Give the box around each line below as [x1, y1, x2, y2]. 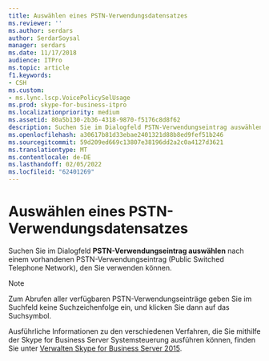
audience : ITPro [8, 57, 62, 65]
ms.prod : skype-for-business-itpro [8, 101, 127, 109]
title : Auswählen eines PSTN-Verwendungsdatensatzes [8, 11, 188, 20]
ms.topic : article [8, 64, 70, 72]
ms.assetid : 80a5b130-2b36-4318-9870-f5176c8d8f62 [8, 116, 181, 124]
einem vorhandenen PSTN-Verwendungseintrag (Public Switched [8, 254, 224, 264]
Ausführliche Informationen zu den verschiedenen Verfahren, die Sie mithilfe [8, 326, 261, 336]
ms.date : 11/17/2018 [8, 49, 78, 57]
